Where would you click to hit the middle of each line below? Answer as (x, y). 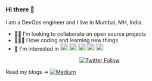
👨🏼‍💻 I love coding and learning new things (66, 40)
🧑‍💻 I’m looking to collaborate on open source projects (80, 34)
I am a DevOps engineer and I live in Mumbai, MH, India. (75, 23)
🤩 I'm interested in (36, 49)
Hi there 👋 (20, 10)
